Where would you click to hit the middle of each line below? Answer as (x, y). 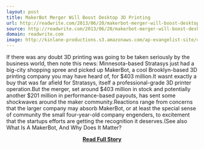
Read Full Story (102, 139)
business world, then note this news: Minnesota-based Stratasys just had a (100, 63)
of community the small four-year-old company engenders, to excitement (98, 115)
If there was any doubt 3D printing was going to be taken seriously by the (98, 57)
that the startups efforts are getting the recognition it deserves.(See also (97, 121)
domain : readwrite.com (35, 34)
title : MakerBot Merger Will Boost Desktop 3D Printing (78, 17)
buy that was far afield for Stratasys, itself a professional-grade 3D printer (99, 83)
